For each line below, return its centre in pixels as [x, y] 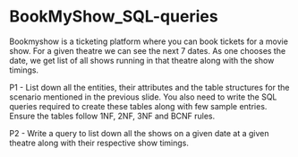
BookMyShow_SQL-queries [114, 17]
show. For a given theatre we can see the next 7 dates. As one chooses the [148, 50]
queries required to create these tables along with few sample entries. [138, 106]
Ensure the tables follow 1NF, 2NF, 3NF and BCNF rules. [112, 116]
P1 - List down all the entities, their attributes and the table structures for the [149, 87]
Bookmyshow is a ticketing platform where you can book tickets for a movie [149, 41]
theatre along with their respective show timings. [99, 143]
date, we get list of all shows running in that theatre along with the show [142, 60]
